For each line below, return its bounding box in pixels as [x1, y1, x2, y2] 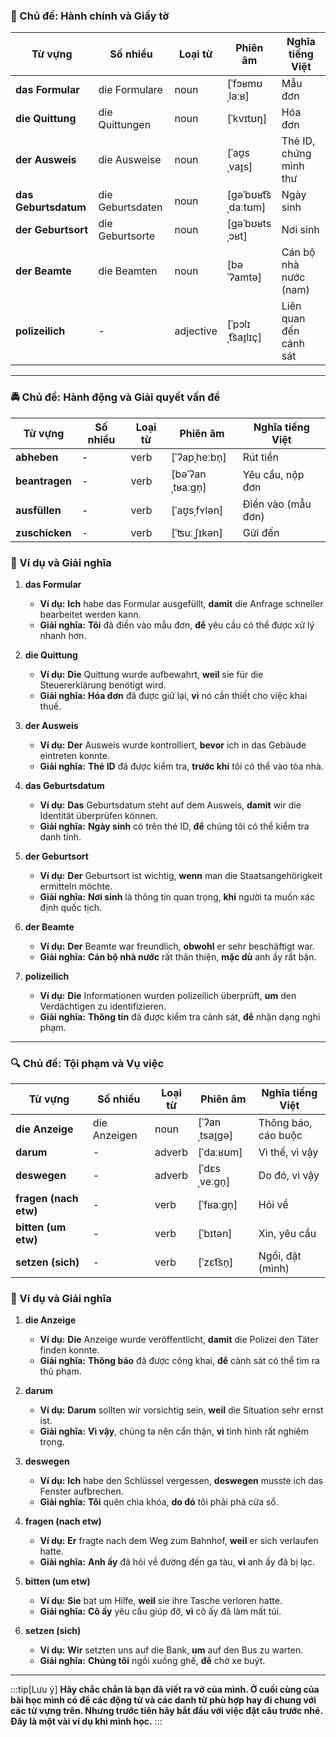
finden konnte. [39, 1344, 100, 1356]
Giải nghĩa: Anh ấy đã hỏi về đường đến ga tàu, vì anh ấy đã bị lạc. [39, 1556, 316, 1568]
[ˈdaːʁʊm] [198, 1145, 243, 1159]
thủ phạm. [39, 1365, 82, 1378]
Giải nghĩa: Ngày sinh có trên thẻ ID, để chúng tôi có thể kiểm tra [39, 820, 310, 832]
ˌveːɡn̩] [198, 1175, 231, 1189]
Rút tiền [242, 450, 279, 464]
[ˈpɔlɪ [226, 317, 251, 331]
